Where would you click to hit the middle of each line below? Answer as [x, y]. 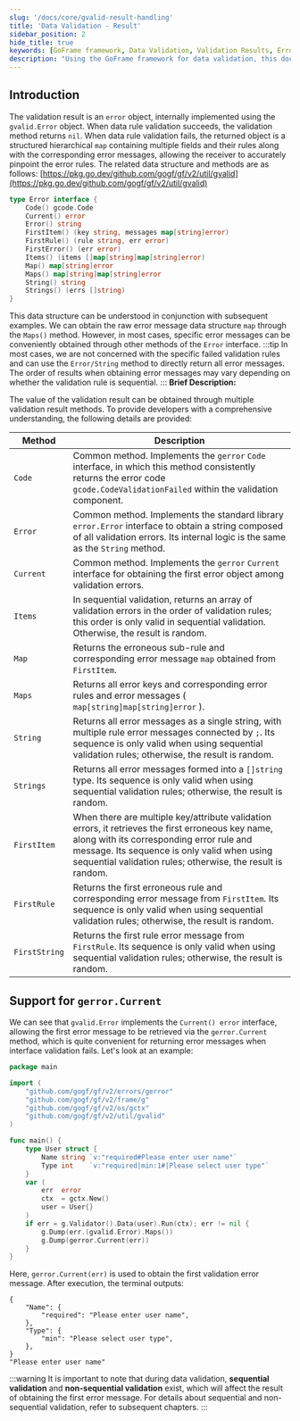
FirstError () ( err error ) [74, 249]
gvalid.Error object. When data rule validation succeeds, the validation [141, 126]
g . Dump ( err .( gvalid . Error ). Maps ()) [108, 1232]
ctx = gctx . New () [75, 1199]
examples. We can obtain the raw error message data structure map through [148, 326]
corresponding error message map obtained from [175, 659]
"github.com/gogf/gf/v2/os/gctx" [87, 1108]
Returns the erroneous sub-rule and [149, 648]
